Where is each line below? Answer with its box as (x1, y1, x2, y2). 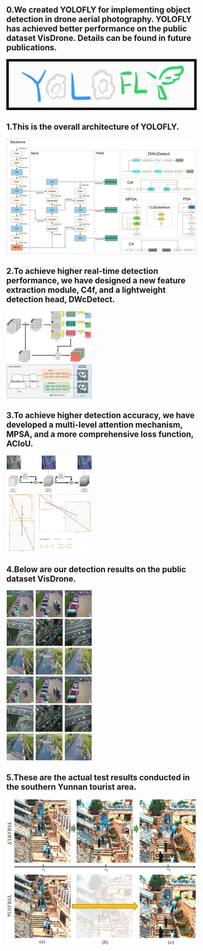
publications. (6, 42, 57, 53)
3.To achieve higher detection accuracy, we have (6, 410, 195, 421)
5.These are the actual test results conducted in (6, 773, 190, 783)
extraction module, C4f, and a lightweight (6, 285, 166, 295)
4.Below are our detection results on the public (6, 564, 186, 575)
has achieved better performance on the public (6, 24, 187, 34)
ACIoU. (6, 439, 33, 449)
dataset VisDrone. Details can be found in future (6, 33, 192, 44)
